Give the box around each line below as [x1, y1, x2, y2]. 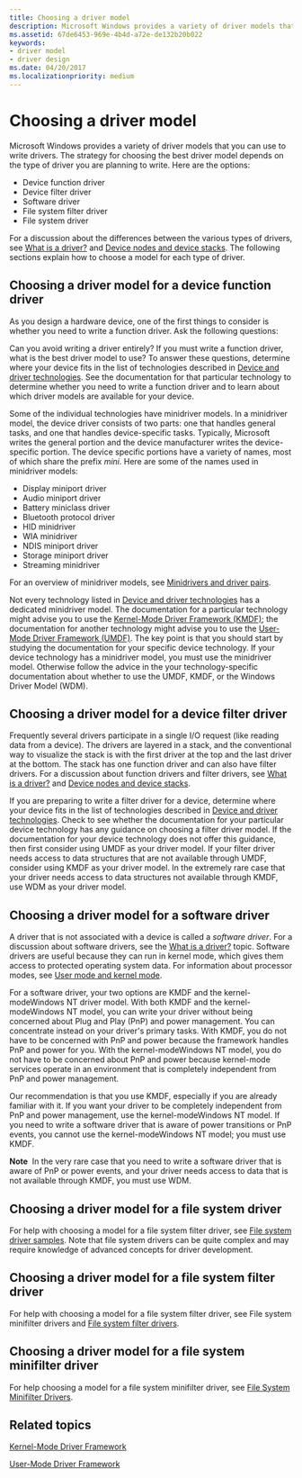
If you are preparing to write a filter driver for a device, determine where [9, 796, 276, 807]
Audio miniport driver [22, 492, 102, 503]
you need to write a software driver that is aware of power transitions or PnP [9, 1120, 292, 1131]
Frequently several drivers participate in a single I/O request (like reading [9, 730, 280, 741]
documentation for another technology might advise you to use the [9, 623, 257, 634]
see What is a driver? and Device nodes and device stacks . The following [9, 242, 280, 253]
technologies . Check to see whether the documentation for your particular [9, 815, 285, 825]
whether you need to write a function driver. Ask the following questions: [9, 325, 279, 336]
